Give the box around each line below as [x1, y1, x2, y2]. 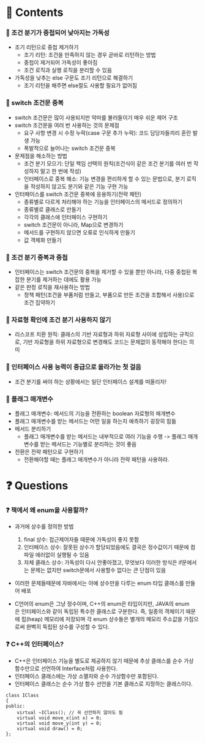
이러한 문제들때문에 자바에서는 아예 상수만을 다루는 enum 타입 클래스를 [14, 579, 184, 587]
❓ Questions [6, 479, 69, 492]
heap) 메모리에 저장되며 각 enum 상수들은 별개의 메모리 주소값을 [28, 616, 183, 623]
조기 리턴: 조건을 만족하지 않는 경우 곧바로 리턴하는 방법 [23, 51, 157, 59]
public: [6, 703, 26, 709]
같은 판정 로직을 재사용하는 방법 [14, 284, 90, 291]
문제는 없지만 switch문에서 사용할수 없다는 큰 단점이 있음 [30, 567, 166, 574]
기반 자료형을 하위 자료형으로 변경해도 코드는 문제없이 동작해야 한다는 [23, 338, 188, 345]
